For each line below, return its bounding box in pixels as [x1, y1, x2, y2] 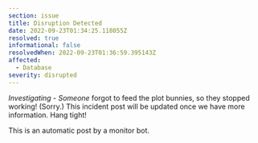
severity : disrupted [8, 71, 78, 79]
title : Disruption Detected [8, 19, 103, 27]
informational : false [8, 42, 81, 50]
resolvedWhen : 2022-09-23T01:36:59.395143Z [8, 49, 157, 57]
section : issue [8, 11, 59, 20]
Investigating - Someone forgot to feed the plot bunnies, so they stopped [8, 93, 251, 102]
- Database [15, 64, 52, 72]
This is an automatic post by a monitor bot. [8, 125, 150, 135]
